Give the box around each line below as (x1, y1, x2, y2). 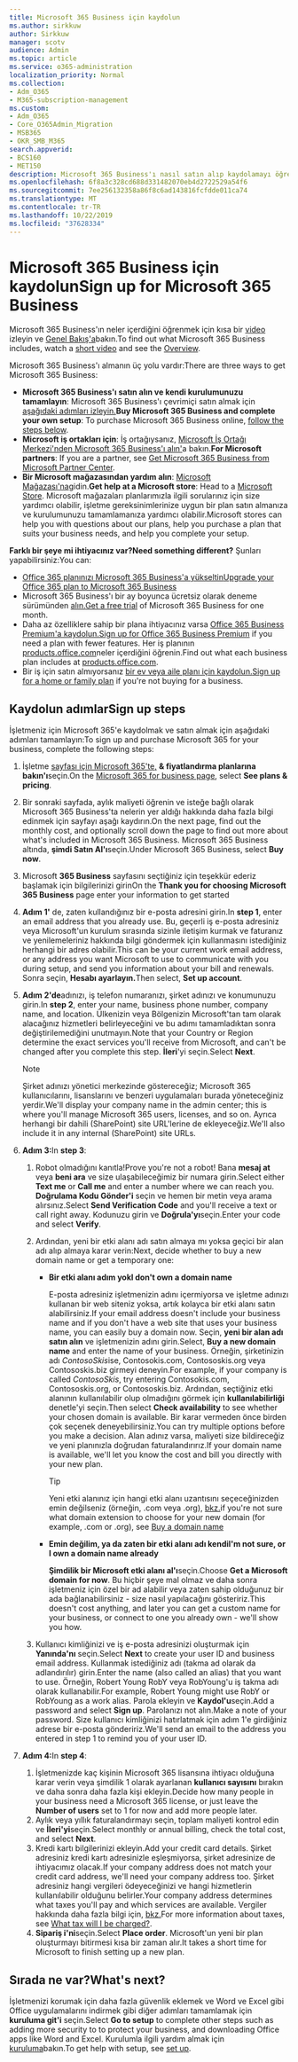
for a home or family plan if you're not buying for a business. (21, 676, 244, 686)
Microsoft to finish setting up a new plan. (35, 1947, 184, 1957)
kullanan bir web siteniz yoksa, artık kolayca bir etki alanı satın (48, 1298, 276, 1309)
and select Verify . (35, 1219, 102, 1229)
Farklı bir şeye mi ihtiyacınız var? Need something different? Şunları (9, 545, 262, 556)
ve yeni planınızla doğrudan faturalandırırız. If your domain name (48, 1440, 282, 1451)
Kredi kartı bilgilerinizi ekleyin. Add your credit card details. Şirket (35, 1843, 272, 1854)
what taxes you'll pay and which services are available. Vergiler (35, 1900, 268, 1910)
